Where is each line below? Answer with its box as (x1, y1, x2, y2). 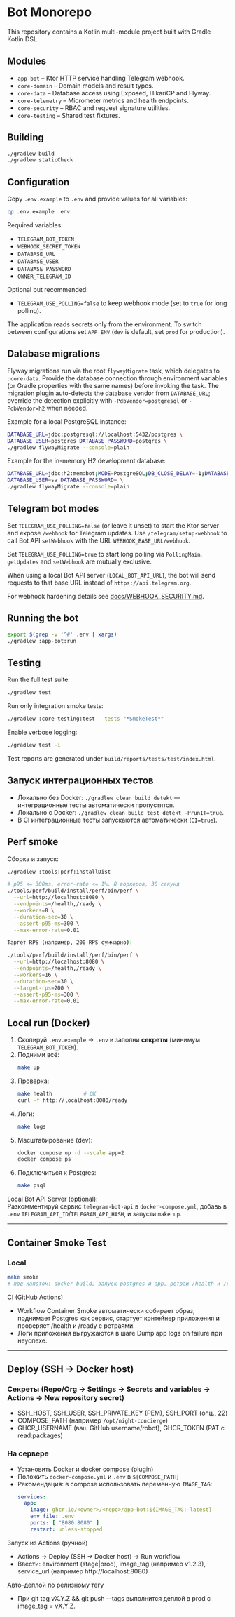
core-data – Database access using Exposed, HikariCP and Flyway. (17, 88, 211, 97)
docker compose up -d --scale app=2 (17, 1149, 124, 1157)
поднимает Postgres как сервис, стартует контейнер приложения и (17, 1314, 220, 1322)
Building (7, 131, 44, 144)
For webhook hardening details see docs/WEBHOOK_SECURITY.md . (7, 592, 204, 600)
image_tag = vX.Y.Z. (17, 1602, 76, 1610)
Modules (7, 55, 47, 67)
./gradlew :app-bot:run (7, 637, 77, 644)
